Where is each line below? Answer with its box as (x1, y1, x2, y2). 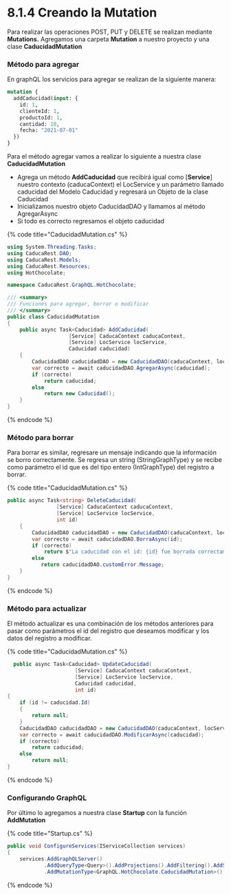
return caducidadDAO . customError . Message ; (41, 561, 165, 568)
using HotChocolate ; (7, 269, 67, 276)
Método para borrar (7, 433, 74, 443)
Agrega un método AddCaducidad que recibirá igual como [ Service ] (16, 173, 213, 181)
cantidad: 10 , (19, 121, 60, 128)
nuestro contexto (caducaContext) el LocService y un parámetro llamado (16, 181, 224, 189)
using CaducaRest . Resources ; (7, 263, 91, 270)
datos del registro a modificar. (7, 634, 92, 643)
